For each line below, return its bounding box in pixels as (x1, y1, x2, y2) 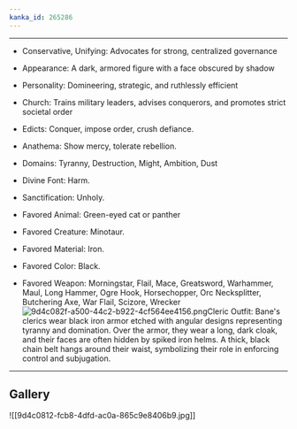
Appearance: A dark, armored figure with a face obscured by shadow (21, 63, 276, 73)
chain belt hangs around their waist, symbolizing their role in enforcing (21, 343, 279, 354)
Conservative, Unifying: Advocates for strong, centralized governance (21, 45, 278, 56)
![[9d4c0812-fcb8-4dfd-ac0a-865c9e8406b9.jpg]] (9, 410, 196, 421)
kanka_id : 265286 (9, 12, 73, 22)
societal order (21, 106, 73, 117)
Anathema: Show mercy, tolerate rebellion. (21, 141, 177, 151)
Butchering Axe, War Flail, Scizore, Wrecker (21, 296, 181, 307)
